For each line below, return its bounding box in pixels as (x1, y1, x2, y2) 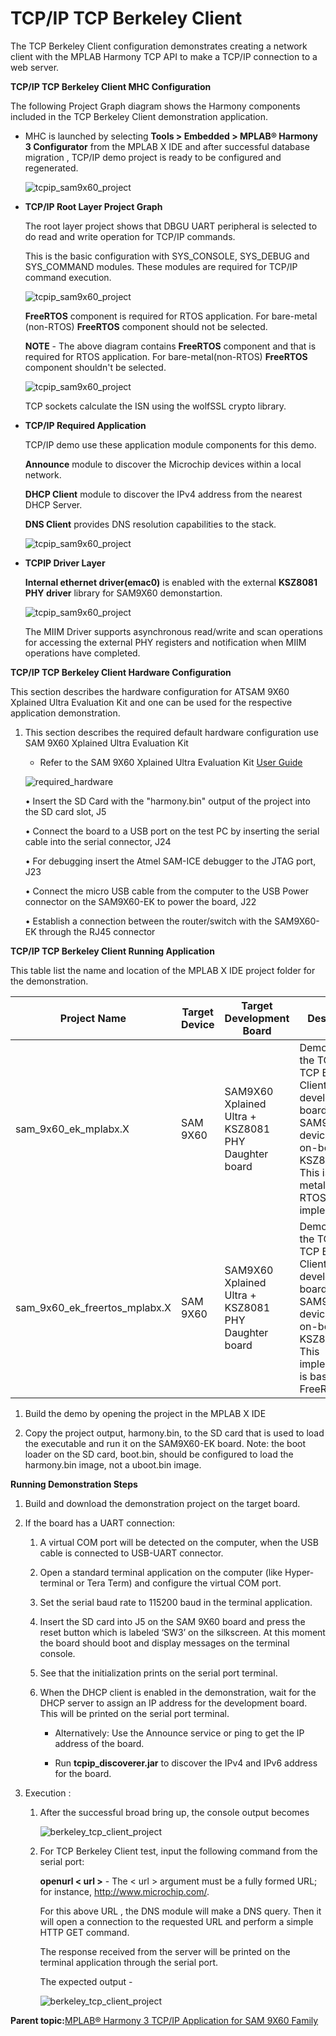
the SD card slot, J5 (24, 805, 107, 817)
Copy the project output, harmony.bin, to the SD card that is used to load (24, 1427, 325, 1439)
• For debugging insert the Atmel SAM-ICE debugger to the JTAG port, (24, 855, 317, 867)
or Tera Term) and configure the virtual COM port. (75, 1577, 282, 1589)
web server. (10, 61, 60, 73)
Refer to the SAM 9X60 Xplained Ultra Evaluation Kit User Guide (39, 756, 303, 768)
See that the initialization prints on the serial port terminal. (39, 1667, 278, 1679)
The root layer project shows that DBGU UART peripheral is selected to (24, 220, 318, 232)
